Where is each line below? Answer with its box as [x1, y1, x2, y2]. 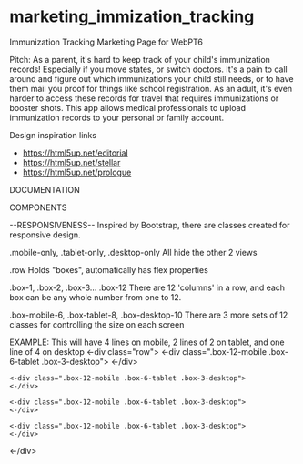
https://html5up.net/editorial [22, 147, 129, 158]
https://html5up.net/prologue [22, 166, 132, 177]
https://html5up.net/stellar [22, 156, 121, 167]
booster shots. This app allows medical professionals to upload [9, 102, 247, 113]
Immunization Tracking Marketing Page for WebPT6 [9, 36, 203, 47]
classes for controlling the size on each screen [9, 318, 185, 329]
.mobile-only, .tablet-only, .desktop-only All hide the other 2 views [9, 247, 258, 257]
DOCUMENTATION [9, 184, 80, 195]
